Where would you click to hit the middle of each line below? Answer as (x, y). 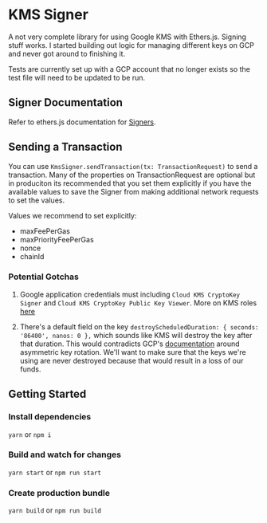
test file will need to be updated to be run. (77, 77)
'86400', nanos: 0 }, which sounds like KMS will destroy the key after (136, 335)
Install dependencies (50, 417)
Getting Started (47, 394)
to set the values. (37, 200)
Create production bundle (59, 493)
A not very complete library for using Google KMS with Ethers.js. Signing (128, 37)
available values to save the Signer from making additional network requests (133, 191)
